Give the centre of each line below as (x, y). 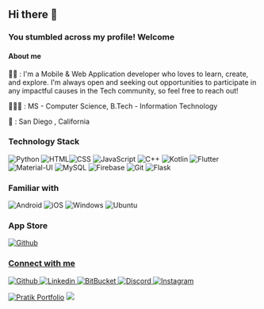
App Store (28, 226)
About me (25, 55)
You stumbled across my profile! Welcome (92, 37)
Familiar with (34, 188)
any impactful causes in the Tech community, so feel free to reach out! (124, 90)
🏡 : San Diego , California (49, 121)
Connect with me (42, 264)
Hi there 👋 (33, 15)
